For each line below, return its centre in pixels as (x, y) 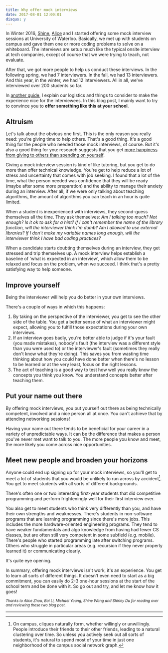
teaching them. (28, 380)
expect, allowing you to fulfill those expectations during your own (80, 327)
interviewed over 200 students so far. (44, 86)
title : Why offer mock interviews (42, 10)
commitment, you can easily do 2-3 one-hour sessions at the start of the (80, 581)
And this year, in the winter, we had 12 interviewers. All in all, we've (74, 80)
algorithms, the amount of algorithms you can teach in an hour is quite (78, 197)
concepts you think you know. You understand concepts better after (83, 375)
